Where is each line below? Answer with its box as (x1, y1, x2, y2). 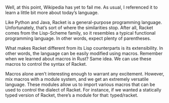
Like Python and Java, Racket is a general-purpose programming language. (5, 20, 162, 25)
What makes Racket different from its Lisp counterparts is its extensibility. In (5, 45, 163, 51)
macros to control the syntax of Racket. (5, 61, 87, 67)
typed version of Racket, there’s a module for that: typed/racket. (5, 92, 139, 98)
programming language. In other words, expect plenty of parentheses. (5, 35, 151, 41)
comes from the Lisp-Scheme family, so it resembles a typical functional (5, 30, 156, 36)
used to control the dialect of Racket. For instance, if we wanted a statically (5, 87, 161, 92)
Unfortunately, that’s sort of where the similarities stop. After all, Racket (5, 25, 153, 31)
